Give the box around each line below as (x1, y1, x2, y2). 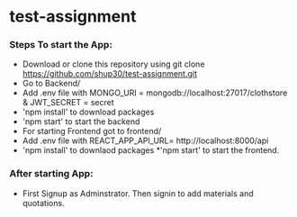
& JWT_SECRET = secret (22, 97, 114, 108)
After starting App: (9, 167, 94, 180)
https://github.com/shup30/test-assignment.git (22, 68, 198, 79)
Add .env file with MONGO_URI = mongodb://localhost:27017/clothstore (22, 87, 288, 98)
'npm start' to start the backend (22, 116, 140, 127)
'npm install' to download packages (22, 106, 155, 118)
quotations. (22, 197, 65, 208)
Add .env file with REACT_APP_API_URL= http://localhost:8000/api (22, 135, 269, 146)
